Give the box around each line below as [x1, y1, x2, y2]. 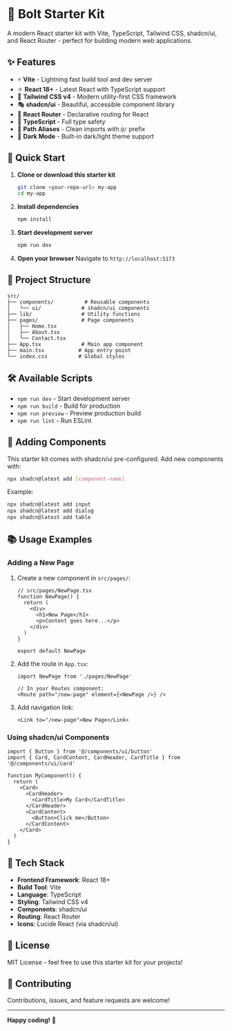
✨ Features [7, 57, 56, 68]
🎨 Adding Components [7, 436, 107, 448]
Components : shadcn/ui [17, 905, 88, 913]
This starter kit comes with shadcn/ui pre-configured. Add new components [7, 455, 224, 463]
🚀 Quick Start [7, 152, 66, 164]
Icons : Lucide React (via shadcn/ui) [17, 919, 119, 927]
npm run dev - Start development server [17, 394, 130, 402]
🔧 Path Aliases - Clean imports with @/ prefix [17, 124, 146, 133]
